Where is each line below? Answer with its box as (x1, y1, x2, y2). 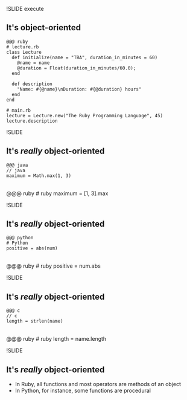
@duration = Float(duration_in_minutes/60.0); (17, 65, 136, 71)
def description (11, 81, 52, 87)
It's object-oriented (6, 22, 81, 33)
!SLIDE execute (6, 5, 44, 12)
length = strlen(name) (6, 318, 63, 324)
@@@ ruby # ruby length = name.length (6, 335, 107, 343)
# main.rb (6, 107, 31, 114)
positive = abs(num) (6, 245, 59, 251)
